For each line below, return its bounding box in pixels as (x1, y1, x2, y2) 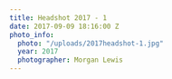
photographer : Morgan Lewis (17, 55, 124, 64)
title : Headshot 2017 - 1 (9, 13, 107, 23)
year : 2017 (17, 47, 59, 56)
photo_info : (9, 30, 54, 39)
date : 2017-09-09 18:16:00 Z (9, 22, 119, 31)
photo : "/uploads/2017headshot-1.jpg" (17, 38, 165, 48)
